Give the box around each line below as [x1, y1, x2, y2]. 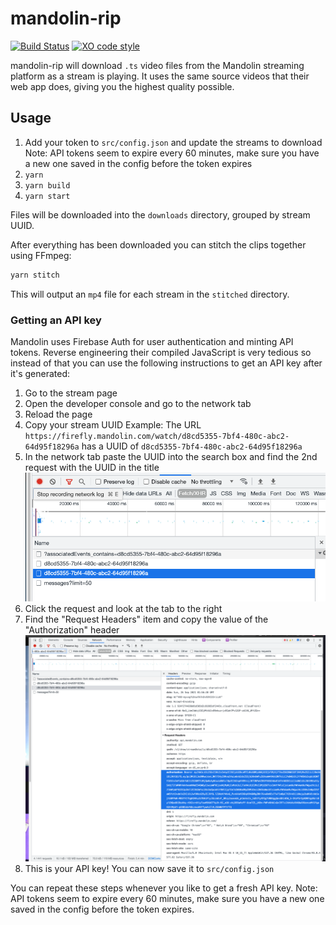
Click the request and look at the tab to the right [24, 602, 223, 614]
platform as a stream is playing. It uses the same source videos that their [10, 70, 310, 82]
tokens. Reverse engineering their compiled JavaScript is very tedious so [10, 346, 312, 358]
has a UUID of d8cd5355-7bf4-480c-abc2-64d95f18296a [81, 440, 303, 452]
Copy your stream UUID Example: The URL [24, 418, 202, 431]
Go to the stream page [24, 387, 118, 399]
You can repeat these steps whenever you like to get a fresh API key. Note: [10, 882, 318, 894]
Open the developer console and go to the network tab [24, 397, 252, 409]
